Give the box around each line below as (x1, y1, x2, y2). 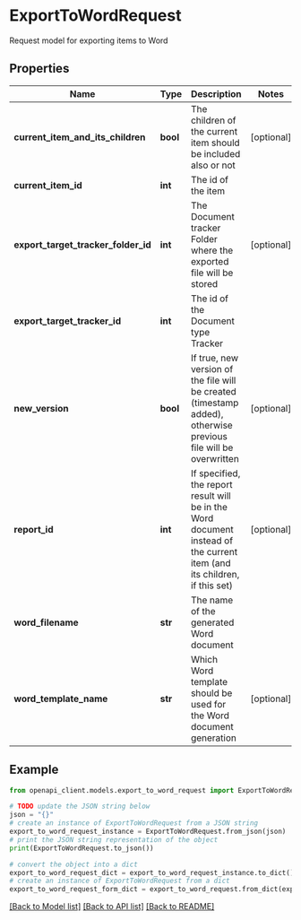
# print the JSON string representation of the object (9, 835, 219, 844)
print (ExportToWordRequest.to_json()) (9, 844, 154, 853)
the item (191, 185, 226, 197)
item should (191, 136, 240, 149)
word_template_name (13, 692, 108, 705)
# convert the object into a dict (9, 860, 139, 869)
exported (191, 255, 229, 267)
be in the (191, 500, 228, 513)
